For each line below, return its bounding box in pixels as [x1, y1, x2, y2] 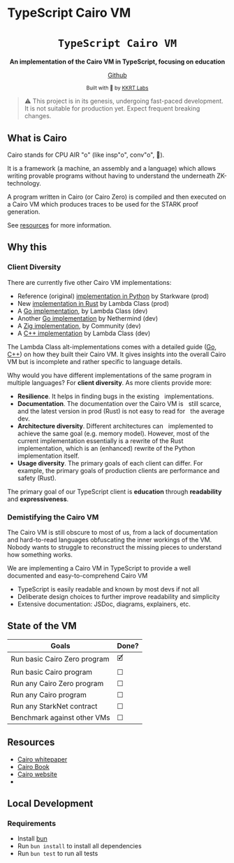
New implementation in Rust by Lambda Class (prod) [17, 299, 170, 307]
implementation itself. [17, 451, 80, 460]
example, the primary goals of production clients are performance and [17, 466, 220, 475]
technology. [7, 178, 42, 187]
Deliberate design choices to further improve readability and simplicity [17, 592, 220, 601]
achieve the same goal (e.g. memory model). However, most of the [17, 429, 210, 437]
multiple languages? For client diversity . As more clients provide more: [7, 378, 212, 386]
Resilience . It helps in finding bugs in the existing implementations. [17, 392, 214, 400]
